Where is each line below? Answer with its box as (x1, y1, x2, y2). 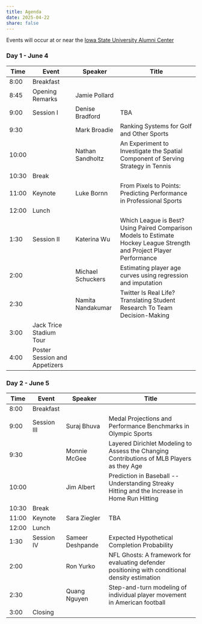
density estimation (108, 573, 161, 582)
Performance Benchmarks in (108, 421, 189, 430)
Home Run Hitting (108, 494, 159, 502)
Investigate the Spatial (120, 147, 183, 155)
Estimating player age (120, 263, 182, 272)
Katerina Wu (75, 235, 111, 243)
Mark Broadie (75, 125, 114, 134)
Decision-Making (120, 311, 170, 320)
